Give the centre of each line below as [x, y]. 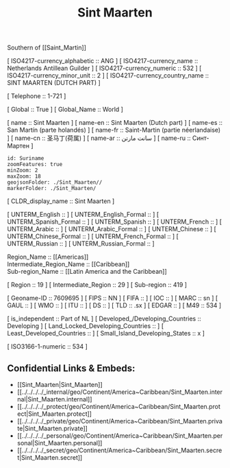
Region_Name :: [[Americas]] [48, 257]
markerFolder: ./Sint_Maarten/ [52, 189]
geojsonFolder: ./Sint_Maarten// [55, 183]
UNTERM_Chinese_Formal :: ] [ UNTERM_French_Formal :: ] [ [93, 236]
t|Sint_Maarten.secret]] [50, 457]
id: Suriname [26, 159]
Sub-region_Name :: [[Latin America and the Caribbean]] [87, 272]
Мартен [18, 146]
